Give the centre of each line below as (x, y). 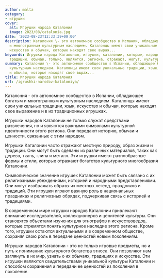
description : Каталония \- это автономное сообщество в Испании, (72, 41)
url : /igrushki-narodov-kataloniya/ (42, 82)
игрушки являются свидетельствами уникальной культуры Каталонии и (80, 261)
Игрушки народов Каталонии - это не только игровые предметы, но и (78, 245)
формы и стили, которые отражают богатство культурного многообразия (81, 161)
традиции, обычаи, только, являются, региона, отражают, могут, (76, 59)
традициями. (18, 201)
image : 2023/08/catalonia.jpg (40, 32)
